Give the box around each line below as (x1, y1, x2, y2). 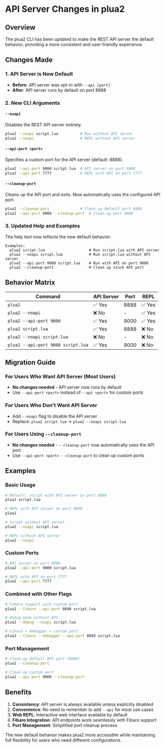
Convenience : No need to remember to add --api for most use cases (12, 706, 154, 712)
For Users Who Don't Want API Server (5, 402, 98, 409)
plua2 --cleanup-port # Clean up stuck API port (9, 265, 144, 270)
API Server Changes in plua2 (5, 3, 125, 15)
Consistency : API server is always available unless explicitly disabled (12, 701, 154, 707)
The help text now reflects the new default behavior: (5, 234, 112, 240)
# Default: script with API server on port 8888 (5, 493, 107, 498)
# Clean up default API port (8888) (5, 656, 80, 662)
